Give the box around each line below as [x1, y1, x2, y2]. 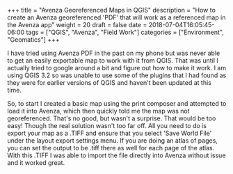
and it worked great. [7, 159, 65, 166]
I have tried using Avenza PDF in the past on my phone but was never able [7, 49, 220, 57]
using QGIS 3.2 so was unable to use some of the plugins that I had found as [7, 71, 227, 79]
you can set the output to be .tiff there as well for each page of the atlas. [7, 144, 215, 152]
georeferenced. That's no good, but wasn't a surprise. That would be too [7, 114, 216, 122]
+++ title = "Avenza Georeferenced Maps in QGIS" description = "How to [7, 6, 216, 14]
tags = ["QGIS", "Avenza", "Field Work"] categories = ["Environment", [26, 28, 225, 36]
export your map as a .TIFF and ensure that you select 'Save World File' [7, 129, 212, 137]
